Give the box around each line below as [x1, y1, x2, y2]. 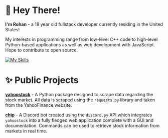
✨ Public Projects [5, 75, 79, 86]
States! [5, 26, 20, 32]
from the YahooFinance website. [5, 102, 72, 108]
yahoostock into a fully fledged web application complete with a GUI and [5, 117, 154, 123]
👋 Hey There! [5, 5, 61, 16]
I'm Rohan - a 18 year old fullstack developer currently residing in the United [5, 21, 163, 27]
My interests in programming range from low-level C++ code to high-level [5, 36, 158, 42]
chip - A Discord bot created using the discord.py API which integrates [5, 112, 152, 118]
